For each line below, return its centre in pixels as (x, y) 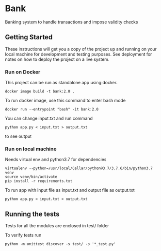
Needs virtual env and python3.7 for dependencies (56, 160)
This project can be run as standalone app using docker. (61, 83)
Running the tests (32, 214)
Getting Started (29, 37)
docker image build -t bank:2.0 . (40, 91)
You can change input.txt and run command (49, 118)
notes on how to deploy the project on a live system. (57, 59)
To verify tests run (23, 235)
